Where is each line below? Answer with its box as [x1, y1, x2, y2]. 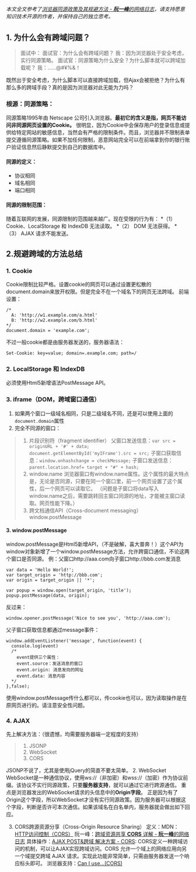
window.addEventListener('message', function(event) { [6, 638, 142, 644]
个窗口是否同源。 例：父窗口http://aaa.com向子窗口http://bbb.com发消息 [6, 555, 181, 562]
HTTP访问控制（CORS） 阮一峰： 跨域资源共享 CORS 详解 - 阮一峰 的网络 [14, 830, 190, 837]
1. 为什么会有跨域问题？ [6, 33, 90, 43]
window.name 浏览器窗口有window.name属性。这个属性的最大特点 [29, 470, 190, 477]
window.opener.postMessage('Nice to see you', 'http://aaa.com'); [6, 615, 171, 621]
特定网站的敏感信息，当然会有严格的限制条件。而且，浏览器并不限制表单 [16, 129, 190, 136]
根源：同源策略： [6, 100, 54, 108]
